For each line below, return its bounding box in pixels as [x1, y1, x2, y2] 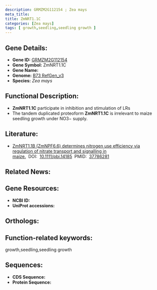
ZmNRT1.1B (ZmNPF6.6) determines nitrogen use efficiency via [12, 143, 140, 149]
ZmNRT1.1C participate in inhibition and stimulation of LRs [12, 105, 131, 111]
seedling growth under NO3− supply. [12, 115, 88, 121]
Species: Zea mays [12, 77, 53, 84]
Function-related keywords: [5, 233, 93, 242]
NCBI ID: [12, 197, 31, 203]
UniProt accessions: [12, 202, 55, 208]
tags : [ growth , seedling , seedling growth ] [5, 26, 96, 31]
